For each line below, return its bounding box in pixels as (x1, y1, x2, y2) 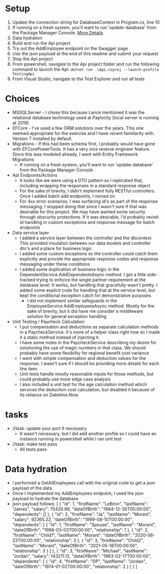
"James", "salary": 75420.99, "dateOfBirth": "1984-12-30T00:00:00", (12, 506, 152, 512)
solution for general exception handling (27, 313, 107, 319)
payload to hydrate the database (12, 495, 79, 501)
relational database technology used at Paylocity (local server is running (12, 114, 159, 121)
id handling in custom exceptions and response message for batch (19, 219, 155, 225)
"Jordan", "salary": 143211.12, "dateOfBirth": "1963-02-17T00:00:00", (12, 553, 152, 559)
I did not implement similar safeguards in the (27, 297, 117, 303)
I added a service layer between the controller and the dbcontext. (19, 235, 153, 241)
